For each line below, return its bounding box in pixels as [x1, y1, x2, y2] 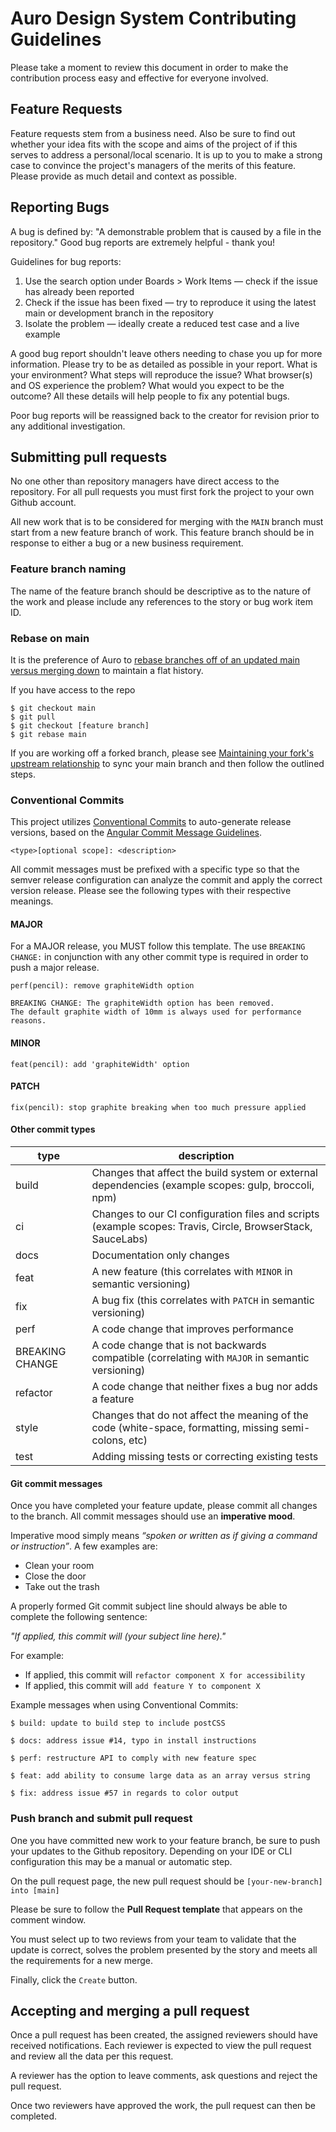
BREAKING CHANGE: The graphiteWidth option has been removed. [10, 998, 275, 1009]
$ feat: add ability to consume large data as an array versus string [10, 1771, 311, 1781]
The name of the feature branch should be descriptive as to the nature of [10, 585, 312, 597]
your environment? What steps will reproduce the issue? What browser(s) [10, 368, 313, 381]
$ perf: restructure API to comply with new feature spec [10, 1753, 257, 1764]
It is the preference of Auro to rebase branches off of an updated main [10, 653, 300, 666]
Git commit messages [10, 1477, 103, 1489]
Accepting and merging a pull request [10, 2002, 250, 2019]
